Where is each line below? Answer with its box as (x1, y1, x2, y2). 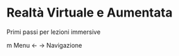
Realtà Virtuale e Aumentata (6, 5, 173, 21)
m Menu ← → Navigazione (6, 41, 83, 49)
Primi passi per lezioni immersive (6, 28, 101, 36)
